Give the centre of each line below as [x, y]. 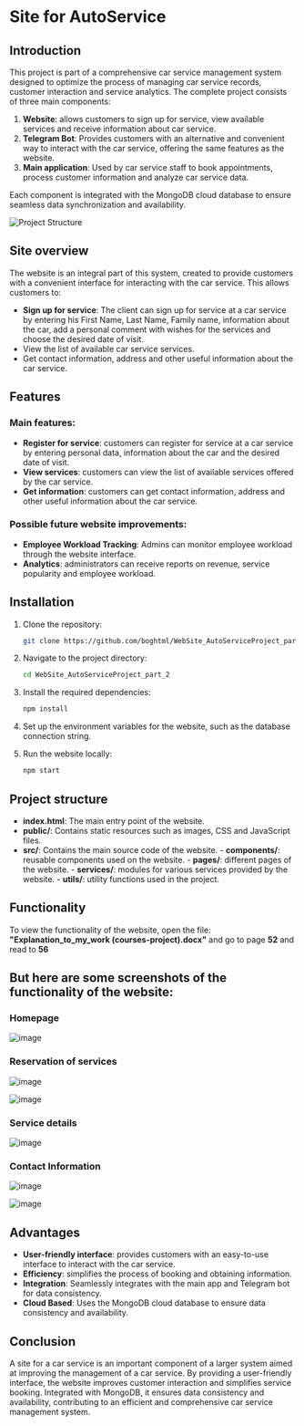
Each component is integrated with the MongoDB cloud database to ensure [150, 195]
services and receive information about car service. [119, 129]
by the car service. [58, 482]
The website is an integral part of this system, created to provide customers [152, 273]
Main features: [42, 423]
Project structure [59, 799]
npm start [41, 771]
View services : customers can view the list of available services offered [158, 472]
